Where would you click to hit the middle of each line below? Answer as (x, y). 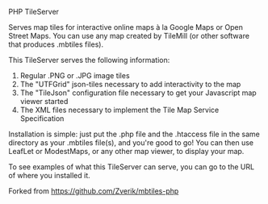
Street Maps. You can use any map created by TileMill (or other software (129, 36)
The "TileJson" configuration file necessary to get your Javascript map (138, 93)
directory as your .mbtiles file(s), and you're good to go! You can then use (131, 143)
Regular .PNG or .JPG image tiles (75, 75)
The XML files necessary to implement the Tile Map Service (119, 110)
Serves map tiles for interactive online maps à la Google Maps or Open (126, 27)
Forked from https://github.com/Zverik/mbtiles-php (94, 191)
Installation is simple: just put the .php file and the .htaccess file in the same (134, 134)
